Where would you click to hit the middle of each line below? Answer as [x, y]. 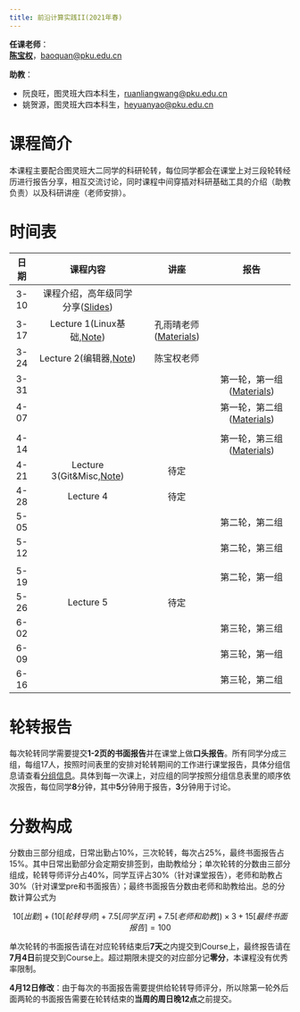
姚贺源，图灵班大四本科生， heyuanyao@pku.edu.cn [118, 105]
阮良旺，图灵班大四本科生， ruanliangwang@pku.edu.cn [125, 93]
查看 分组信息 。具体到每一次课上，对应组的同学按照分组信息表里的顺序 [154, 776]
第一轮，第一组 [252, 379]
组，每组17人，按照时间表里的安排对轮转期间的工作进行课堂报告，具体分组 [146, 765]
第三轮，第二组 [252, 680]
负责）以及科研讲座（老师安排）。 [70, 192]
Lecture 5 [88, 602]
